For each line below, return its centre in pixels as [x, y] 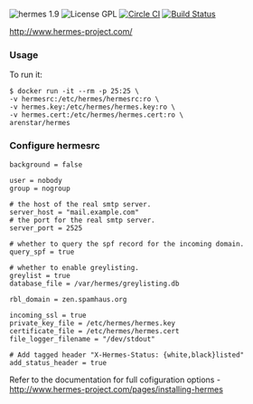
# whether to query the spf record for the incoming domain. [127, 244]
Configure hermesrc [55, 146]
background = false [46, 164]
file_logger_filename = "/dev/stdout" [82, 339]
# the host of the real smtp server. [80, 204]
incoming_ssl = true [48, 315]
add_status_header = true [58, 362]
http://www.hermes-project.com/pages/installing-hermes [117, 389]
